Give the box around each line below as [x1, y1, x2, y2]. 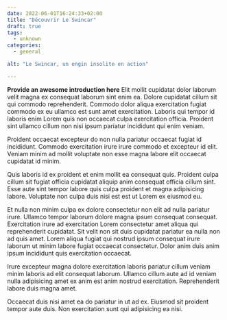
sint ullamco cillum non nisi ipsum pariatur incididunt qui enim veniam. [7, 121, 205, 130]
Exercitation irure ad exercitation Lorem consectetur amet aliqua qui [7, 220, 199, 228]
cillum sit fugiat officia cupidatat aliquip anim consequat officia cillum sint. [7, 177, 216, 186]
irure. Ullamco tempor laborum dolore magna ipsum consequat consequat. [7, 212, 218, 221]
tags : [7, 29, 23, 36]
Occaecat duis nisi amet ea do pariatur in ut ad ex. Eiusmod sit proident [7, 297, 209, 306]
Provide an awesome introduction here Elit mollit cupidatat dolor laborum [7, 85, 216, 93]
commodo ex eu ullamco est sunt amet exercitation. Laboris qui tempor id [7, 107, 215, 115]
